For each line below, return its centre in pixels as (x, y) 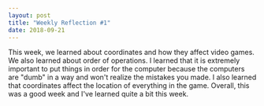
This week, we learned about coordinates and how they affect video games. (131, 53)
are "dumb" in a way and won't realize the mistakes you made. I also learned (132, 77)
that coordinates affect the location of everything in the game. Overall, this (129, 86)
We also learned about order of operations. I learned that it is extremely (124, 60)
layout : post (30, 15)
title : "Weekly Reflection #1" (59, 23)
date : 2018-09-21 (37, 30)
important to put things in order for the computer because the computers (126, 69)
